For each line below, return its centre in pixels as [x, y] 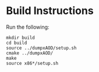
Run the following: [28, 27]
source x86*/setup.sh [32, 63]
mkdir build [20, 37]
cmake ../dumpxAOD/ [30, 53]
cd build [17, 43]
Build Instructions [50, 11]
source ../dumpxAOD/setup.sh [41, 48]
